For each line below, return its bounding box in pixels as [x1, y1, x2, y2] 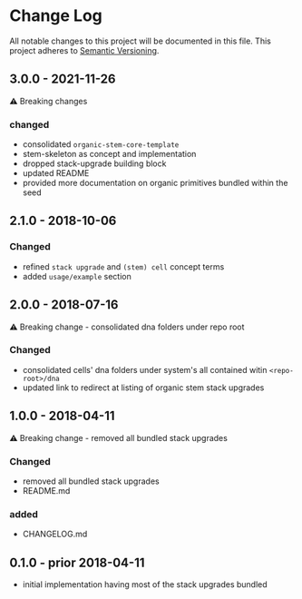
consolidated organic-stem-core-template [22, 139, 180, 150]
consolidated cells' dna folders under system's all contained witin [22, 364, 268, 375]
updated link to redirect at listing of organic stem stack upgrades [22, 382, 265, 393]
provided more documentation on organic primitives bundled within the [22, 178, 288, 189]
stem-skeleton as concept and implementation [22, 149, 197, 160]
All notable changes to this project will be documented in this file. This [9, 35, 272, 46]
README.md [22, 485, 71, 496]
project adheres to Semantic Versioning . [9, 44, 160, 55]
